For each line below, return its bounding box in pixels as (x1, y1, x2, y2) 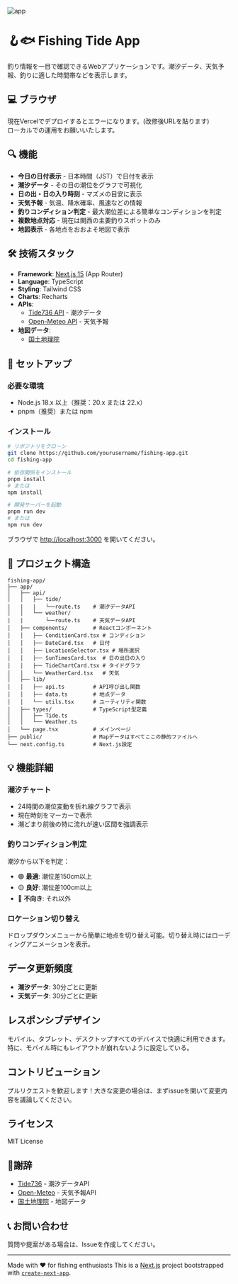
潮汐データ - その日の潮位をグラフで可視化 (17, 181, 143, 189)
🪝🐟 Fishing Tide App (7, 33, 140, 49)
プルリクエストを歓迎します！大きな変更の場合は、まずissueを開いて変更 (7, 1086, 222, 1095)
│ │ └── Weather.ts (7, 718, 78, 726)
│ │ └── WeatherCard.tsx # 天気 (7, 670, 120, 677)
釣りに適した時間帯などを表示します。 (19, 71, 131, 79)
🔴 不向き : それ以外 (17, 894, 71, 903)
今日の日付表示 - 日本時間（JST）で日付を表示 (17, 171, 154, 180)
